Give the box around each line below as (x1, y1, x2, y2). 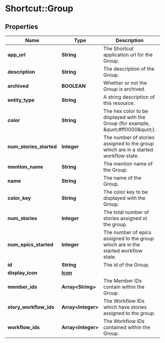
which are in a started (103, 147, 153, 153)
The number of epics (103, 229, 152, 236)
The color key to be (103, 189, 148, 195)
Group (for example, (103, 120, 150, 126)
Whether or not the (103, 79, 147, 86)
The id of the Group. (103, 262, 150, 268)
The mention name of (103, 160, 153, 167)
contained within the (103, 324, 151, 331)
